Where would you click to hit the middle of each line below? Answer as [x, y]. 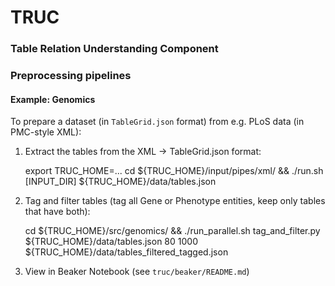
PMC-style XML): [46, 132]
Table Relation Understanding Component [114, 49]
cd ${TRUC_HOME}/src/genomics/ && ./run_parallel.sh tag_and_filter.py [172, 231]
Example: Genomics [53, 99]
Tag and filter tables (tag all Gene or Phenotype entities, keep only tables [175, 201]
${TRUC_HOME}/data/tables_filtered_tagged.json [126, 252]
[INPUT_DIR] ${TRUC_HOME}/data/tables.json [120, 182]
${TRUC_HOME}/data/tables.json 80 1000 [111, 242]
